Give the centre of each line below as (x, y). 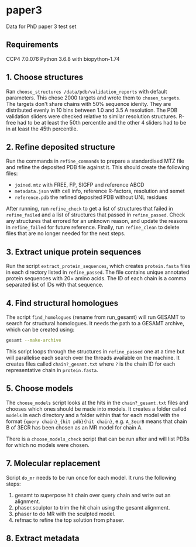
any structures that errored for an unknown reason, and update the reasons (97, 221)
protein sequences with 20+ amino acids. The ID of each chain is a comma (96, 278)
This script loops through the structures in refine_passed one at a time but (95, 351)
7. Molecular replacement (53, 464)
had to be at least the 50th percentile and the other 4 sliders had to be (102, 122)
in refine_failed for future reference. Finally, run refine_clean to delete (93, 227)
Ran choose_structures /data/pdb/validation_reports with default (87, 91)
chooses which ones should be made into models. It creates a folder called (97, 409)
